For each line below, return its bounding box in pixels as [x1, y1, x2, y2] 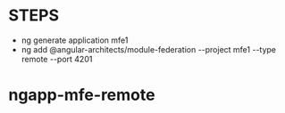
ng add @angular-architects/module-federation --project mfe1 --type [21, 44, 277, 54]
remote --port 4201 [21, 53, 93, 64]
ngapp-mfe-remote [8, 85, 155, 105]
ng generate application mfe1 [21, 35, 129, 45]
